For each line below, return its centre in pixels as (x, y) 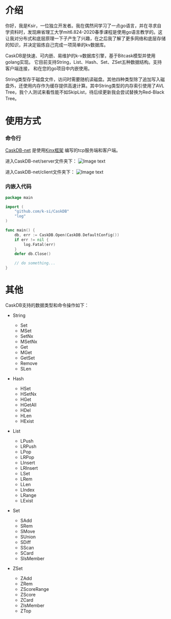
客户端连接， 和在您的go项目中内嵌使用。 (49, 68)
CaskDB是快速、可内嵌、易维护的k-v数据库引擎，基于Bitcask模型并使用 (80, 55)
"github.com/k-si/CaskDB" (42, 212)
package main (19, 197)
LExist (26, 501)
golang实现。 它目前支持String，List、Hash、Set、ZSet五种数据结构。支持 (83, 62)
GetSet (27, 358)
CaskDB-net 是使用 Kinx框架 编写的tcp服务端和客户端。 (63, 150)
